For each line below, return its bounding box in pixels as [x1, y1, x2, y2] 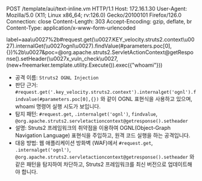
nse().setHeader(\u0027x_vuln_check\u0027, [6, 55, 119, 62]
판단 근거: [14, 81, 38, 88]
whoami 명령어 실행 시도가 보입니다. [14, 103, 101, 110]
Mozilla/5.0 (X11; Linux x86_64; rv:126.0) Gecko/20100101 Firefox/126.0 [6, 11, 182, 19]
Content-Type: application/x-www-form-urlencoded [6, 24, 136, 31]
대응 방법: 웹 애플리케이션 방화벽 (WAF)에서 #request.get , [14, 140, 153, 146]
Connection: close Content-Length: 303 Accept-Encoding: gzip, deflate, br [6, 18, 192, 25]
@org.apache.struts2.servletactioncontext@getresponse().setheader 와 [14, 153, 195, 160]
